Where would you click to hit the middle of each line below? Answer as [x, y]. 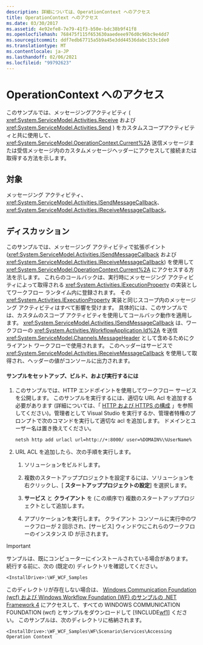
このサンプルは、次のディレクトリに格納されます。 [82, 620]
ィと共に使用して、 [30, 135]
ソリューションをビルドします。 [64, 465]
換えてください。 [74, 428]
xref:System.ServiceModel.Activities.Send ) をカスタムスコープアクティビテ [101, 128]
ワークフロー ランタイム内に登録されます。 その [71, 293]
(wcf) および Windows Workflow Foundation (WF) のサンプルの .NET [92, 597]
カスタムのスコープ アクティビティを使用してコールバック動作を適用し [105, 315]
